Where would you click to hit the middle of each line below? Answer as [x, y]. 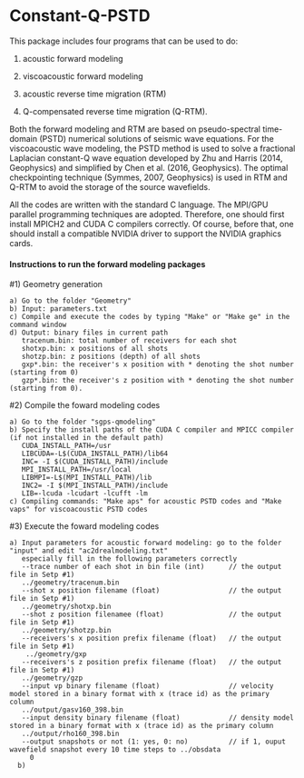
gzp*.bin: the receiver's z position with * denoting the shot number [158, 381]
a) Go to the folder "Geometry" [70, 301]
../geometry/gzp [52, 678]
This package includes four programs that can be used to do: [124, 41]
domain [24, 138]
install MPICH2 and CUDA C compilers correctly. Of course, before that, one [152, 224]
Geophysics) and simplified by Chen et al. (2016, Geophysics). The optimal [149, 167]
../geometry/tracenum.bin [70, 583]
